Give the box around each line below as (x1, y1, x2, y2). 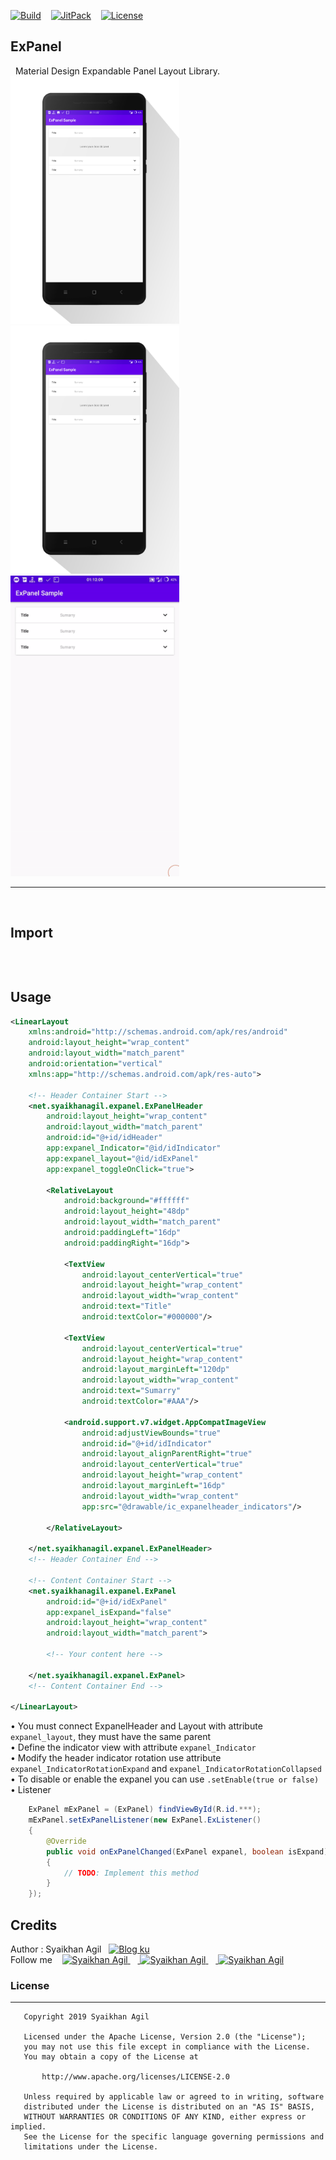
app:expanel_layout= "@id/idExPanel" (46, 1153, 199, 1164)
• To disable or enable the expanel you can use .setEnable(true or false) (10, 1773, 320, 1785)
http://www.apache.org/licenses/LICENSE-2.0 (41, 2072, 230, 2082)
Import (10, 925, 53, 942)
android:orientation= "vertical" (28, 1059, 163, 1069)
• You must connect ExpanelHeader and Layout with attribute (10, 1720, 263, 1732)
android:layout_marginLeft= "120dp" (81, 1365, 230, 1375)
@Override (46, 1836, 87, 1846)
